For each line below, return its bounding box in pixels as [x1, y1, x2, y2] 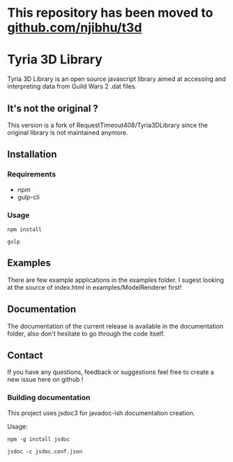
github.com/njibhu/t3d [7, 20, 142, 36]
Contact [7, 349, 43, 361]
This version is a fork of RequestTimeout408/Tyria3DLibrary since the [7, 121, 208, 129]
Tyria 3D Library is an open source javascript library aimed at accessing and [7, 75, 226, 83]
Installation [7, 149, 57, 161]
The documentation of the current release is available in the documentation [7, 322, 224, 330]
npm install [7, 225, 42, 233]
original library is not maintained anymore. [7, 128, 128, 137]
